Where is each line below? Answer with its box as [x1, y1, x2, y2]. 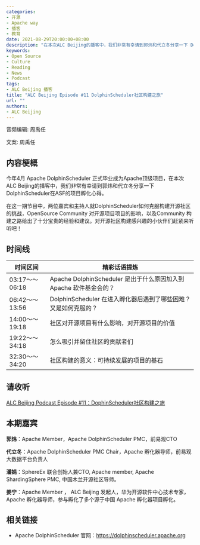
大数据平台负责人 [6, 455, 48, 463]
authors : [6, 103, 28, 109]
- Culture [6, 59, 31, 65]
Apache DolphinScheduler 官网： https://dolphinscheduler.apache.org [14, 532, 186, 539]
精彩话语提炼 [102, 264, 139, 271]
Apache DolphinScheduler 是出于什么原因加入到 [49, 275, 185, 283]
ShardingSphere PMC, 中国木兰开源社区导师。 [6, 476, 120, 483]
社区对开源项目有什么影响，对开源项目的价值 [49, 319, 176, 327]
